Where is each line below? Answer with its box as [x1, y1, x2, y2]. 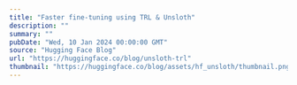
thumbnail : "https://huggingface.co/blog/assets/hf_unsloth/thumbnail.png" [9, 63, 294, 72]
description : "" [9, 21, 69, 30]
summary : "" [9, 29, 53, 38]
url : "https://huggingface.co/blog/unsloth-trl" [9, 54, 192, 63]
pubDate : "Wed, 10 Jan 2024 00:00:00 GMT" [9, 37, 168, 47]
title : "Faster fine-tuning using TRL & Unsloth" [9, 12, 196, 22]
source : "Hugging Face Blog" [9, 46, 117, 55]
